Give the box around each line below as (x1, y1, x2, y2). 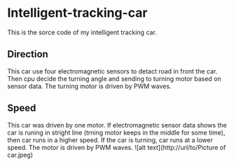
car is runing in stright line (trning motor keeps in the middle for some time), (7, 128, 226, 137)
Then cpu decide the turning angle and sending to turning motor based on (7, 74, 222, 83)
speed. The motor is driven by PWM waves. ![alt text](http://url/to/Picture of (7, 143, 226, 151)
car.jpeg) (7, 151, 34, 159)
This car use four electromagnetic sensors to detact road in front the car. (7, 67, 218, 75)
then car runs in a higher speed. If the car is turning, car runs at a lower (7, 135, 214, 144)
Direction (7, 48, 49, 60)
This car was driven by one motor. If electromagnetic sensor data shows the (7, 120, 227, 129)
